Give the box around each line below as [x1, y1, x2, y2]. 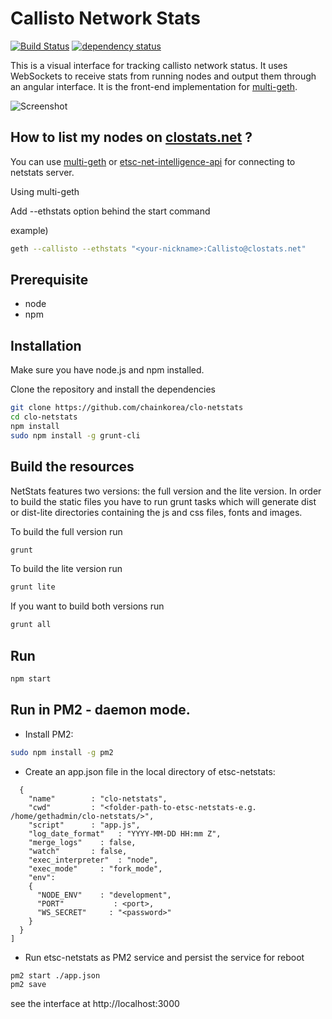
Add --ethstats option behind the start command [10, 205, 211, 217]
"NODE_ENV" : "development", [36, 890, 172, 900]
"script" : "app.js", [28, 820, 141, 830]
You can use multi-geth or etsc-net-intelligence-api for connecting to [10, 155, 296, 167]
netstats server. [10, 166, 75, 178]
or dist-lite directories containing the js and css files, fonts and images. [10, 506, 303, 518]
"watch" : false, [28, 846, 128, 856]
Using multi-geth [10, 185, 80, 197]
